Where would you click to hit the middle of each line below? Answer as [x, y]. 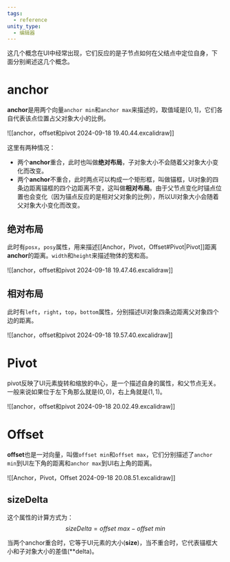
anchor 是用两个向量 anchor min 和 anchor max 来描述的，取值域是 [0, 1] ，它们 [112, 110]
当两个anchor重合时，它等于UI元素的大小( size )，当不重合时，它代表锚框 [110, 542]
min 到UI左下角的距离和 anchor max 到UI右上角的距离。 [81, 463]
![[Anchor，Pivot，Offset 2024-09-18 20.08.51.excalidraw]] [91, 477]
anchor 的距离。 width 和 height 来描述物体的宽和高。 [80, 256]
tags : [15, 13]
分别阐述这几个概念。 [43, 62]
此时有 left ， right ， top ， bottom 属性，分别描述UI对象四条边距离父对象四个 [113, 312]
